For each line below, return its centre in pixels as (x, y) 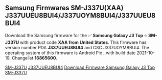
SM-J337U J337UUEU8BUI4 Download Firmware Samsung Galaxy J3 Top (80, 67)
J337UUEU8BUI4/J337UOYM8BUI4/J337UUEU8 (80, 16)
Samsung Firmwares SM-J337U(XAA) (64, 8)
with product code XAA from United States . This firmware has (83, 42)
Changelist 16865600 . (35, 58)
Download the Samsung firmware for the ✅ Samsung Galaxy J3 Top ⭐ (76, 35)
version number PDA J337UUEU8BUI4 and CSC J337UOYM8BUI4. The (77, 47)
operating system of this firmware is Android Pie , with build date (70, 53)
